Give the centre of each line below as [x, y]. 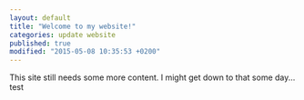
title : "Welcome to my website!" [73, 26]
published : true [40, 43]
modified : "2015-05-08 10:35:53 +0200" [85, 52]
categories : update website [63, 35]
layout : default [40, 18]
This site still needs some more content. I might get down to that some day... [152, 77]
